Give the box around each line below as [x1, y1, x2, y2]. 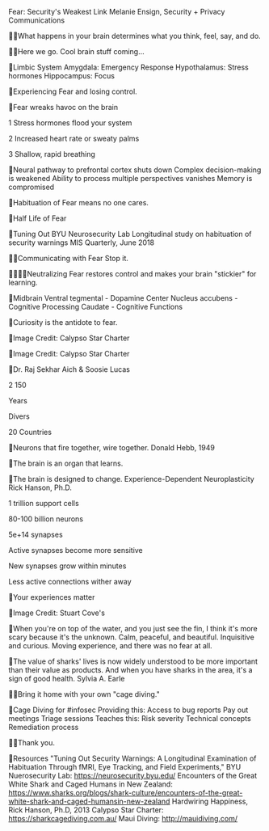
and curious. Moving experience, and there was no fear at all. [8, 641, 212, 650]
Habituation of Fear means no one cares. [13, 198, 149, 207]
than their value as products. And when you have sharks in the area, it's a [8, 665, 253, 674]
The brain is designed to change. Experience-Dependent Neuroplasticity [13, 475, 254, 483]
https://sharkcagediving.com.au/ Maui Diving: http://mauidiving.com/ [8, 814, 238, 823]
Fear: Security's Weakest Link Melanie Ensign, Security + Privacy [8, 7, 225, 16]
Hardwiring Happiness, [171, 796, 249, 806]
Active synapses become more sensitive [8, 546, 143, 555]
